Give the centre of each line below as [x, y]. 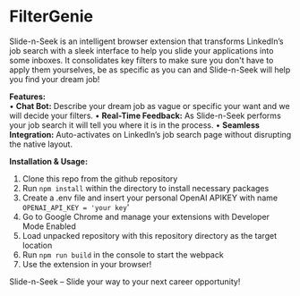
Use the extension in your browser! [87, 264]
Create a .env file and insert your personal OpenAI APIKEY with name [150, 198]
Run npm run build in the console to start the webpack [123, 254]
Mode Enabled [49, 226]
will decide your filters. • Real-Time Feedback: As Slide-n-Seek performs [146, 115]
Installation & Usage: [48, 161]
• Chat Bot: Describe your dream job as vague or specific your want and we [150, 106]
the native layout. [41, 144]
